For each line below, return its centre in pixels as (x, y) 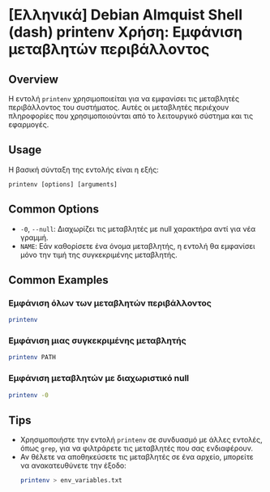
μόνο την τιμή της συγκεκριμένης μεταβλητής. (99, 255)
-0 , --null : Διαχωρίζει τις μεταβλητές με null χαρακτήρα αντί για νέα (138, 229)
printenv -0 (28, 395)
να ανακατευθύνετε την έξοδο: (73, 466)
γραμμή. (34, 237)
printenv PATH (32, 357)
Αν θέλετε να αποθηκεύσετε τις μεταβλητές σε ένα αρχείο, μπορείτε (137, 457)
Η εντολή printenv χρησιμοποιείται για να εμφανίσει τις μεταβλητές (124, 98)
